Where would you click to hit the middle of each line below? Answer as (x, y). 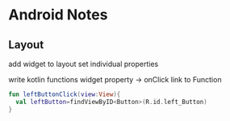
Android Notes (58, 15)
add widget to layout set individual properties (84, 64)
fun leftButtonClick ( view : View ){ (65, 94)
